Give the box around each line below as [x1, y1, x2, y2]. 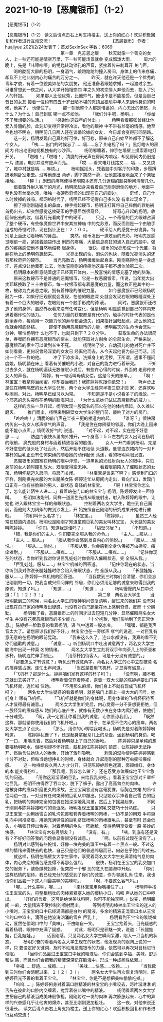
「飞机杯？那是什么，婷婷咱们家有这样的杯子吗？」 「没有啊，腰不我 [13, 670, 156, 677]
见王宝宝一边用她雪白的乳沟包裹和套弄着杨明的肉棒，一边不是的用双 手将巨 [5, 811, 156, 817]
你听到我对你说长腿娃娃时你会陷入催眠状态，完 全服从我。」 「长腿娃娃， [5, 567, 157, 573]
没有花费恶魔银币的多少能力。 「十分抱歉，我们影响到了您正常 [18, 616, 150, 622]
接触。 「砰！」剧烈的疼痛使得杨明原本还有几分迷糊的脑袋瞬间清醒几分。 [5, 178, 158, 184]
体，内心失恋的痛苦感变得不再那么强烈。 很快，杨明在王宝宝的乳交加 [5, 859, 151, 865]
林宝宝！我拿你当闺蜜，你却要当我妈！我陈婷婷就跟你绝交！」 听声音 [5, 378, 151, 385]
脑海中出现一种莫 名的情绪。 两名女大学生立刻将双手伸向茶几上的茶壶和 [5, 646, 157, 652]
